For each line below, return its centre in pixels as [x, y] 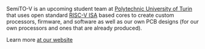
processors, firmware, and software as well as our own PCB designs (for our [102, 21]
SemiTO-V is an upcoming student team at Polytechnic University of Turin [99, 9]
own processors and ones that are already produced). [74, 28]
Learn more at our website [40, 40]
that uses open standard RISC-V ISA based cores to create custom [90, 15]
